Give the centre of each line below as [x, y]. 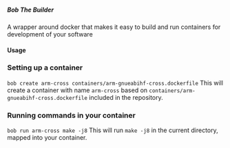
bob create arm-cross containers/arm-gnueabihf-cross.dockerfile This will [115, 83]
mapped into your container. [47, 138]
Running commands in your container [71, 115]
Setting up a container [45, 67]
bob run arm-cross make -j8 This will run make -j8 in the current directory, [113, 130]
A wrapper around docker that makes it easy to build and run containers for [114, 27]
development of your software [50, 34]
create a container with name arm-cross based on [77, 90]
